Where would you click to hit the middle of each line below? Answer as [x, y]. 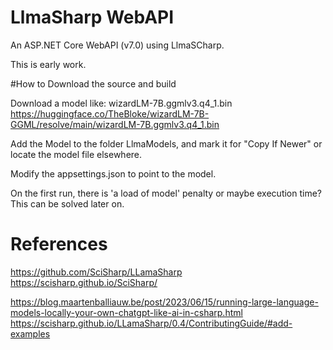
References [59, 244]
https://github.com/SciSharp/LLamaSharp [96, 272]
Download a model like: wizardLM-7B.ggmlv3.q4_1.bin [121, 103]
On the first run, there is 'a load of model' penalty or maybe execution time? [166, 193]
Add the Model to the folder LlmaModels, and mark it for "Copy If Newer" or [166, 143]
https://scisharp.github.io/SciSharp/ [84, 282]
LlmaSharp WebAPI [92, 17]
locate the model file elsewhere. [76, 154]
